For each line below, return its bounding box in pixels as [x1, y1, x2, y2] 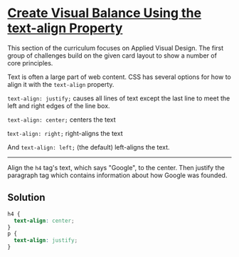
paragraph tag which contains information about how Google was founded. [7, 171, 228, 179]
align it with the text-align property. [7, 80, 115, 88]
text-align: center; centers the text [7, 115, 116, 124]
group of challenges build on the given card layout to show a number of [7, 51, 217, 60]
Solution [7, 192, 46, 204]
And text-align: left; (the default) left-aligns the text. [7, 142, 170, 151]
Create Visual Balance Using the [7, 5, 201, 21]
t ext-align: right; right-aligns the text [7, 129, 123, 137]
